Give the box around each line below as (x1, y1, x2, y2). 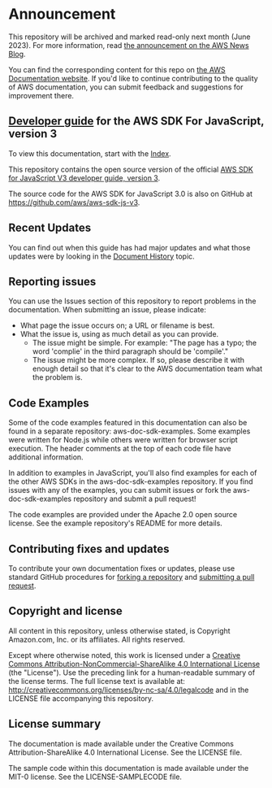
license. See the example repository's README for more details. (8, 518, 223, 529)
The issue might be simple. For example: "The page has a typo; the (32, 338, 257, 348)
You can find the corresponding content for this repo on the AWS (8, 64, 226, 74)
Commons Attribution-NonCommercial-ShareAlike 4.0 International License (8, 659, 261, 668)
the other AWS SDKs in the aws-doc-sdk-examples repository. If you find (8, 477, 253, 486)
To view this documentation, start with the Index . (8, 148, 172, 159)
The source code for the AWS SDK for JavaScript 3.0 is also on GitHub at (8, 189, 253, 198)
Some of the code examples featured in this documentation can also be (8, 418, 248, 428)
